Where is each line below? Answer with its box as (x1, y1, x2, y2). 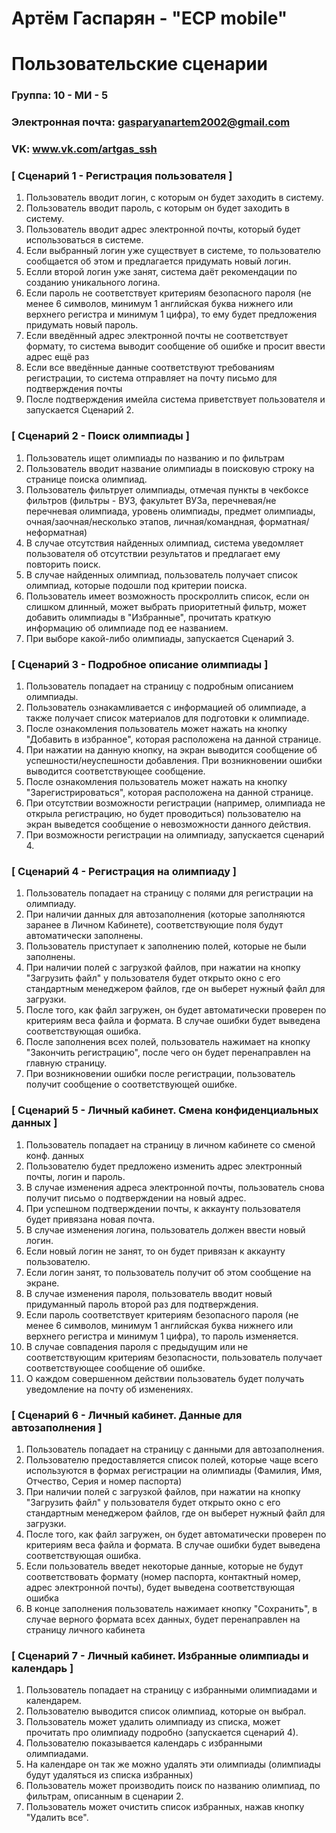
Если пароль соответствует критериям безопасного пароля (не (25, 1308, 299, 1321)
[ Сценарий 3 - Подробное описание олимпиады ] (11, 657, 269, 671)
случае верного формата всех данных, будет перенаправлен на (25, 1613, 301, 1625)
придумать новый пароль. (25, 319, 139, 331)
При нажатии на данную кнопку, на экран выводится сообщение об (25, 744, 318, 756)
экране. (25, 1277, 60, 1289)
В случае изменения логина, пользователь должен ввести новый (25, 1223, 306, 1236)
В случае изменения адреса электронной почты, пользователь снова (25, 1181, 325, 1193)
